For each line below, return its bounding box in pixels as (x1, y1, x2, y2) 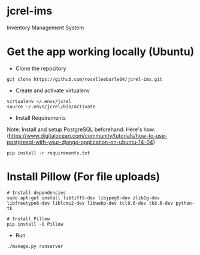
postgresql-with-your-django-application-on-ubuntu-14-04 (7, 138, 153, 145)
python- (175, 200, 195, 206)
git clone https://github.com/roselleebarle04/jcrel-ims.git (7, 76, 163, 82)
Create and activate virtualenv (15, 87, 90, 94)
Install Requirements (15, 114, 66, 121)
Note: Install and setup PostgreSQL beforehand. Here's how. (7, 126, 156, 133)
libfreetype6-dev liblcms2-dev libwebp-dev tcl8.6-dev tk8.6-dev (7, 200, 173, 206)
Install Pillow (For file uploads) (7, 170, 160, 184)
